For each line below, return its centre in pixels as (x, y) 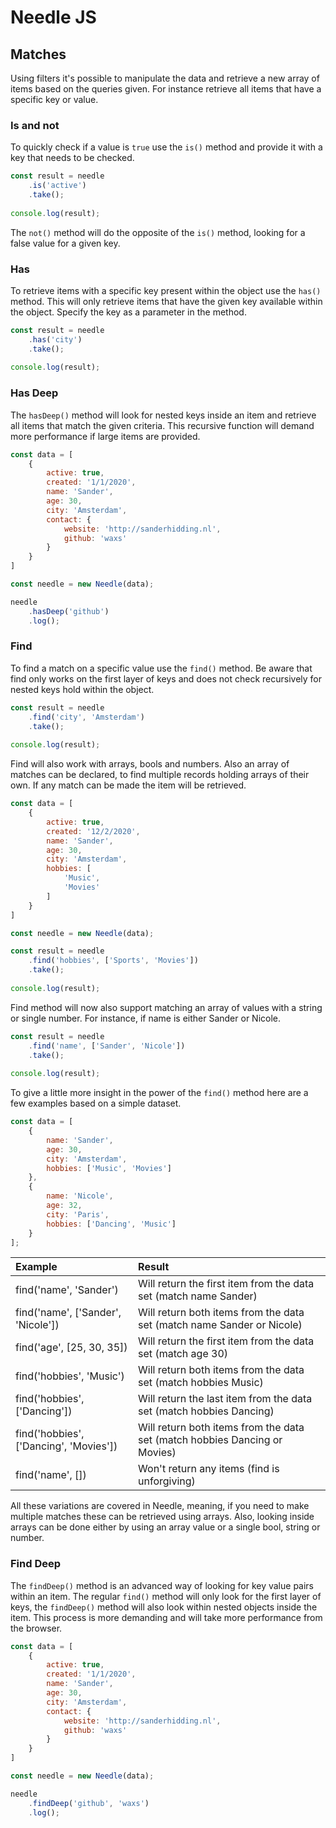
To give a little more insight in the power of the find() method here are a (159, 1093)
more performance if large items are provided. (105, 436)
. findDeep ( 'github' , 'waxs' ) (89, 1803)
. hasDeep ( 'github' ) (69, 611)
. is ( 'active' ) (57, 186)
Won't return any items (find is (209, 1469)
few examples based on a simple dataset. (96, 1103)
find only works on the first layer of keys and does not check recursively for (166, 678)
